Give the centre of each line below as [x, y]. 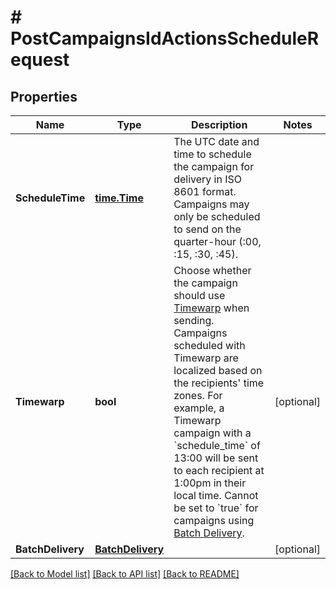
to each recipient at [219, 470]
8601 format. [205, 191]
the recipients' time [219, 383]
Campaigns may [211, 204]
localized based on [218, 370]
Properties [44, 96]
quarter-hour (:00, [217, 241]
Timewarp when [211, 308]
